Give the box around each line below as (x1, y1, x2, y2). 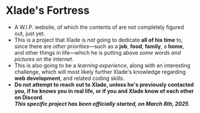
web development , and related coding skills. (14, 75, 125, 82)
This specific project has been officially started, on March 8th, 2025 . (14, 100, 190, 107)
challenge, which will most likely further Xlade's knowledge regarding (14, 68, 186, 75)
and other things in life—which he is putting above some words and (14, 49, 181, 56)
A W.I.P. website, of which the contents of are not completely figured (14, 23, 184, 31)
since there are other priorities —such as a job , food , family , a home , (14, 43, 184, 50)
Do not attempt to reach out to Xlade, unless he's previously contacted (14, 81, 194, 88)
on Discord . (14, 94, 44, 101)
